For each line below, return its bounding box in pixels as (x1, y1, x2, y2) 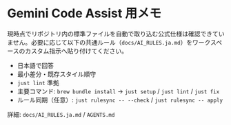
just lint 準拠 (17, 78, 60, 87)
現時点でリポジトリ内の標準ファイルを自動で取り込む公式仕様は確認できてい (7, 30, 225, 38)
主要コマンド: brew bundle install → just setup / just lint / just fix (17, 87, 220, 95)
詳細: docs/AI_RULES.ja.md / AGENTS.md (7, 110, 115, 118)
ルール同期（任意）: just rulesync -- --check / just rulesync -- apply (17, 95, 223, 104)
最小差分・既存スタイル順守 (17, 69, 97, 78)
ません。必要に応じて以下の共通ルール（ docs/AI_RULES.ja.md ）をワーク (7, 38, 211, 46)
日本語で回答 (17, 61, 54, 69)
